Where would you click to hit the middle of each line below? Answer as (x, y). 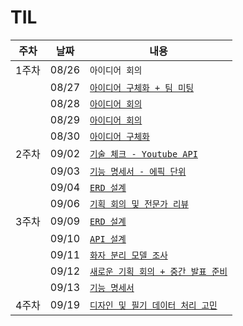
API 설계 (108, 239)
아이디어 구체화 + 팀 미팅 (142, 87)
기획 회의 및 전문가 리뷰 (139, 204)
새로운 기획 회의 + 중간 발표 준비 (158, 271)
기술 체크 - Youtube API (143, 154)
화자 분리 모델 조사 (128, 255)
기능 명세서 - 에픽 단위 (138, 171)
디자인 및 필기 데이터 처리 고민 (153, 305)
